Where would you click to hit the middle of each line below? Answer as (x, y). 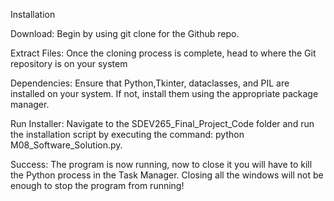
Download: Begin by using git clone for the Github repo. (125, 33)
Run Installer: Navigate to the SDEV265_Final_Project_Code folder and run (162, 123)
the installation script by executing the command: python (127, 134)
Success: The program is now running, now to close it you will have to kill (161, 164)
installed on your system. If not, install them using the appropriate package (164, 93)
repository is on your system (69, 63)
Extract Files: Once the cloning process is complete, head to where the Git (163, 53)
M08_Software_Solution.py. (66, 145)
